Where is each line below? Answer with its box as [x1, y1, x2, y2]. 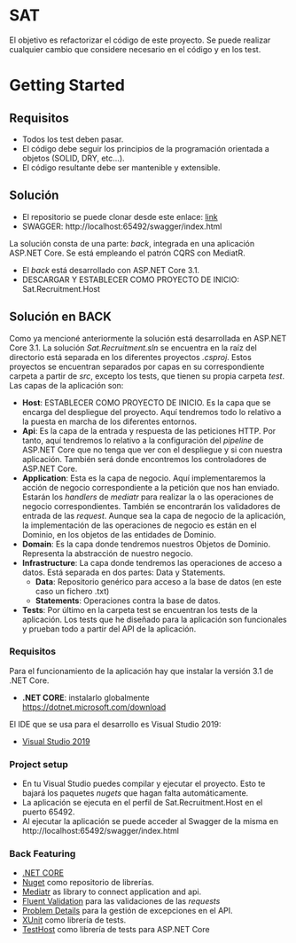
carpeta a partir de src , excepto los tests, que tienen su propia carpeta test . [9, 370, 285, 381]
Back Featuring [9, 848, 76, 860]
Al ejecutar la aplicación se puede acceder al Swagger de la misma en [21, 816, 279, 827]
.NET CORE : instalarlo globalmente [21, 692, 150, 703]
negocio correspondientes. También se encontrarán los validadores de [21, 500, 281, 511]
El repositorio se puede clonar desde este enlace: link [21, 211, 219, 222]
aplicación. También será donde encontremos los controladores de [21, 453, 268, 464]
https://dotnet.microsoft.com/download [21, 702, 167, 712]
